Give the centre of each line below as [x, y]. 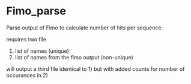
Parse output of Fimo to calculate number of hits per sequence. [85, 28]
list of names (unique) [42, 51]
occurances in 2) [27, 75]
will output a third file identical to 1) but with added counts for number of [95, 69]
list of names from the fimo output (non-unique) [74, 57]
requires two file [26, 39]
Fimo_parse [36, 11]
